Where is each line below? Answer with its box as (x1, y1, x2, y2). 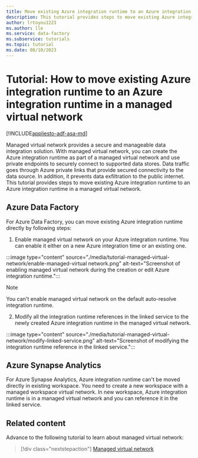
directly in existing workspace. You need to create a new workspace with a (6, 382, 188, 389)
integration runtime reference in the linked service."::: (6, 343, 136, 350)
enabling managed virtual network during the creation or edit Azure (6, 266, 170, 273)
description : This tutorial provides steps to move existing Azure (6, 14, 176, 20)
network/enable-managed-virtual (6, 259, 87, 267)
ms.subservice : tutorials (6, 36, 70, 42)
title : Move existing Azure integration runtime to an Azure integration (6, 8, 192, 15)
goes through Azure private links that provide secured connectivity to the (6, 166, 184, 173)
